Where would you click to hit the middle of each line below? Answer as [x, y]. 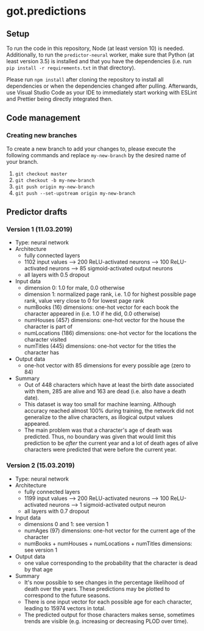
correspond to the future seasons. [67, 595]
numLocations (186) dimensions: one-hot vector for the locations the [110, 333]
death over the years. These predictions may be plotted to [97, 588]
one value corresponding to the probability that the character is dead [111, 563]
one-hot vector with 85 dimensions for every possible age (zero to [107, 365]
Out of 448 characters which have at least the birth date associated [109, 385]
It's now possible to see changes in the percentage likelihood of [104, 582]
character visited [45, 340]
